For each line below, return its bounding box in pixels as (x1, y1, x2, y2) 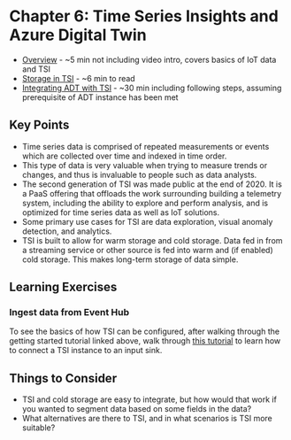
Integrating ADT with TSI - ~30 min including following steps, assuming (21, 82, 282, 93)
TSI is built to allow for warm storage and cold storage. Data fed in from (21, 235, 283, 245)
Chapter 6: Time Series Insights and (9, 6, 279, 27)
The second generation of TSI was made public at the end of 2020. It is (21, 179, 283, 189)
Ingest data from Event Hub (9, 306, 130, 319)
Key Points (9, 118, 70, 133)
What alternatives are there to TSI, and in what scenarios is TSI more (21, 413, 272, 424)
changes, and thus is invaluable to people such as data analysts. (21, 169, 257, 180)
